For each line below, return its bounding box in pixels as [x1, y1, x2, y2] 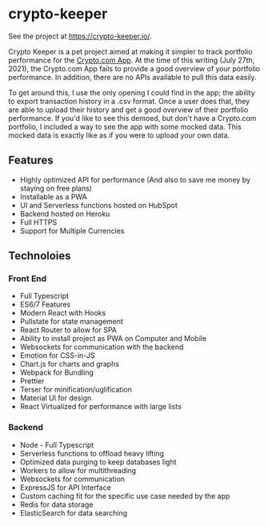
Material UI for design [19, 393, 92, 403]
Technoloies [8, 249, 71, 263]
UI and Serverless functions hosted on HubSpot [19, 200, 178, 210]
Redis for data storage [19, 500, 94, 509]
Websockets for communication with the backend [19, 342, 184, 352]
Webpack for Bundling [19, 367, 94, 377]
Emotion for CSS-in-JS [19, 351, 95, 360]
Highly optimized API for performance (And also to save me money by [19, 175, 250, 184]
